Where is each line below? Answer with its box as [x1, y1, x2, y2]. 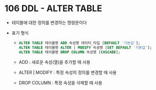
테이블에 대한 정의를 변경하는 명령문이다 [11, 19, 87, 25]
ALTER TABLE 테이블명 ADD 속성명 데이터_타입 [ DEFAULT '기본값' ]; [18, 40, 140, 45]
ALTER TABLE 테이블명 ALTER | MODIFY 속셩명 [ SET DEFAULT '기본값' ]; [18, 45, 152, 50]
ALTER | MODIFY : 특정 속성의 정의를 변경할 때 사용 [18, 69, 117, 75]
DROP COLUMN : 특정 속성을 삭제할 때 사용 [18, 80, 103, 86]
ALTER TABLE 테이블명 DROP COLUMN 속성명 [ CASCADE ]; [18, 50, 121, 54]
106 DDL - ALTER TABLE [4, 3, 102, 14]
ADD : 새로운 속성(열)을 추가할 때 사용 [18, 59, 91, 65]
